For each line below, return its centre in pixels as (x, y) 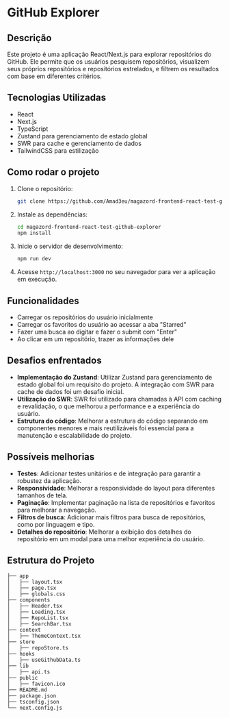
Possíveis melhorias (51, 457)
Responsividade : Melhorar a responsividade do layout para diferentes (116, 488)
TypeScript (32, 129)
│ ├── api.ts (29, 672)
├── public (23, 678)
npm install (34, 233)
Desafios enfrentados (54, 361)
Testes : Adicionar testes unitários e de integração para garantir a (109, 473)
